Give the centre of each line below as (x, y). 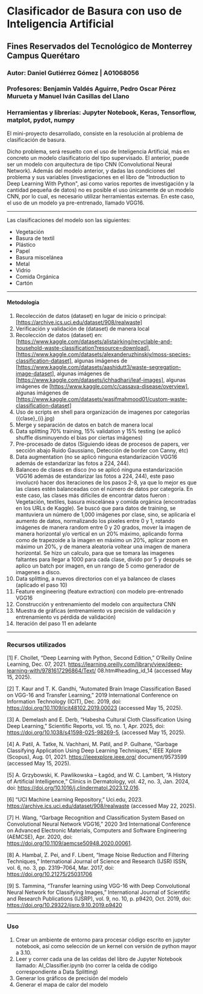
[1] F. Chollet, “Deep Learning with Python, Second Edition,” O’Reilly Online (99, 658)
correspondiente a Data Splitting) (57, 972)
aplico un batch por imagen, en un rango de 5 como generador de (98, 566)
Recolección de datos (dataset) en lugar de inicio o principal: (91, 315)
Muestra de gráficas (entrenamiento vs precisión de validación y (95, 610)
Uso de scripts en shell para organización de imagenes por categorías (103, 412)
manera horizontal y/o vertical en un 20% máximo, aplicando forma (99, 533)
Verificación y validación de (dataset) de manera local (83, 328)
